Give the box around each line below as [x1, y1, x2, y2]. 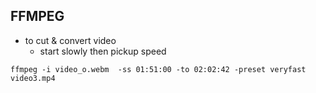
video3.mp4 [10, 73, 56, 83]
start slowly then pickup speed [39, 45, 167, 57]
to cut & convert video [24, 34, 117, 46]
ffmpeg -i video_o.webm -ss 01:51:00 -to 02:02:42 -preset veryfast [10, 64, 307, 74]
